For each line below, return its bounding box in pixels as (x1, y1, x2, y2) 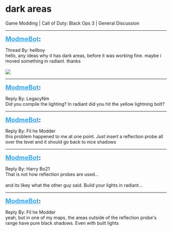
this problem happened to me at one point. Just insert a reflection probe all (5, 133, 163, 139)
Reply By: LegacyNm (5, 95, 50, 102)
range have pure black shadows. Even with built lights (5, 220, 119, 226)
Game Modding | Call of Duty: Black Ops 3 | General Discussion (5, 20, 140, 26)
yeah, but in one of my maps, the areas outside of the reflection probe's (5, 214, 157, 221)
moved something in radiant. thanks (5, 57, 81, 64)
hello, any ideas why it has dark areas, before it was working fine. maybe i (5, 52, 161, 59)
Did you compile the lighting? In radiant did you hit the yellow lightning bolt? (5, 101, 165, 107)
